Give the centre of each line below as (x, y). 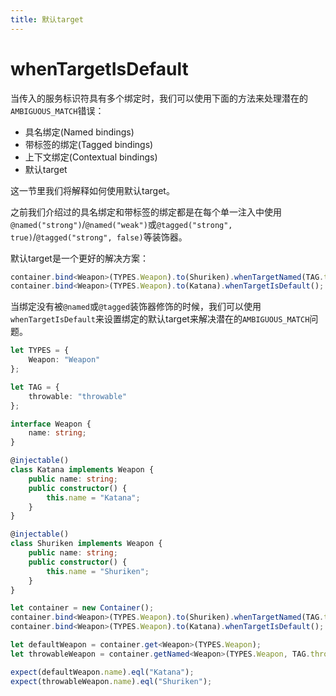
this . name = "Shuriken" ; (98, 571)
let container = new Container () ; (82, 608)
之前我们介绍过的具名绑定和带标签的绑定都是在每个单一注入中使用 (146, 212)
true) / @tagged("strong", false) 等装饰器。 (99, 237)
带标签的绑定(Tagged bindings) (89, 144)
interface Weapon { (51, 424)
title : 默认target (47, 19)
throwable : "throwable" (78, 396)
